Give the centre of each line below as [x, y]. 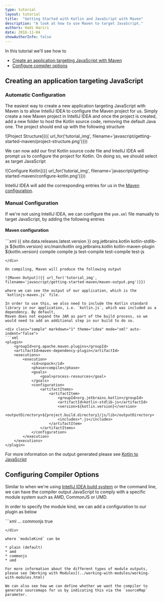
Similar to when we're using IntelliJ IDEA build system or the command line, [81, 486]
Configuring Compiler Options [52, 475]
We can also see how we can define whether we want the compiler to [76, 586]
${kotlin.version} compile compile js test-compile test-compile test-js [75, 252]
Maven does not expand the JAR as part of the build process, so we [76, 317]
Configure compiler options [40, 65]
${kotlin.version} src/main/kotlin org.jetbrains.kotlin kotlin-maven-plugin [82, 247]
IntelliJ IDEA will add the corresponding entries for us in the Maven [72, 185]
